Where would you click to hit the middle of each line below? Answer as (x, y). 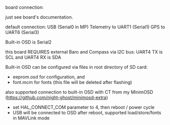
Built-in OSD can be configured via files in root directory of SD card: (77, 67)
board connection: (25, 7)
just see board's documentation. (39, 17)
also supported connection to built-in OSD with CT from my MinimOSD (79, 92)
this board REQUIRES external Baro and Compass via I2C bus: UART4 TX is (84, 52)
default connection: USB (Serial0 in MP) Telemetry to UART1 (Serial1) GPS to (85, 27)
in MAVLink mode (31, 118)
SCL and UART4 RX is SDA (33, 57)
